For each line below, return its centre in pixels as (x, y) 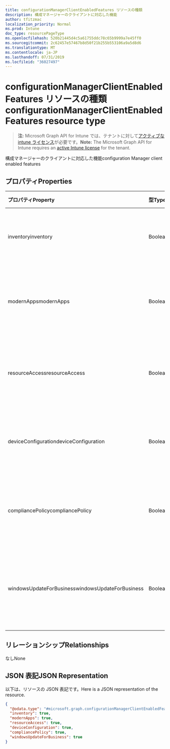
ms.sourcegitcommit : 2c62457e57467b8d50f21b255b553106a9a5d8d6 (73, 43)
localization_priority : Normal (38, 24)
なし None (15, 658)
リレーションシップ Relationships (57, 645)
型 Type (157, 200)
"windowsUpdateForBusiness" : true (46, 737)
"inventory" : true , (30, 714)
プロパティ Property (31, 200)
